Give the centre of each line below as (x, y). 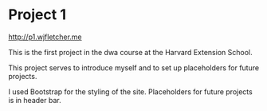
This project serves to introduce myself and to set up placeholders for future (134, 67)
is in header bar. (35, 100)
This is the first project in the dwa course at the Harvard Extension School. (130, 52)
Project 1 (37, 15)
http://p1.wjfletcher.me (45, 37)
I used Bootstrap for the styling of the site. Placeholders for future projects (130, 91)
